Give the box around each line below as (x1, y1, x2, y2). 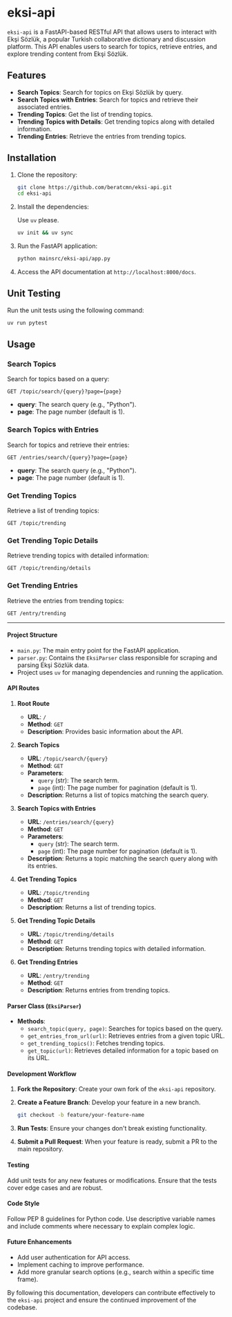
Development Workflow (7, 1069, 77, 1078)
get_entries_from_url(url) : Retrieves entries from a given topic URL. (27, 1032, 225, 1040)
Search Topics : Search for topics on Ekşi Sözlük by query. (17, 88, 184, 96)
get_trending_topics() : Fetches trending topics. (27, 1039, 166, 1048)
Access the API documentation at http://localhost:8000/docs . (17, 268, 197, 276)
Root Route (17, 700, 50, 708)
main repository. (17, 1145, 64, 1153)
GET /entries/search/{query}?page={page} (7, 454, 128, 461)
